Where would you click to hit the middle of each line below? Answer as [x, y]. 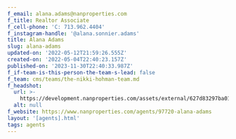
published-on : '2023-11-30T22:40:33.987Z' [70, 66]
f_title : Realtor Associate [48, 20]
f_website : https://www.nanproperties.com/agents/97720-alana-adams [110, 112]
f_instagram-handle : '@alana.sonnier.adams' [73, 33]
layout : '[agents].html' [44, 118]
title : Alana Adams [36, 40]
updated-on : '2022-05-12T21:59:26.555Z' [67, 53]
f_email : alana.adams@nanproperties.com [67, 14]
